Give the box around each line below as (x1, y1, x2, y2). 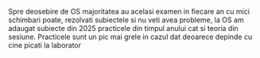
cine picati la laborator (8, 41, 82, 50)
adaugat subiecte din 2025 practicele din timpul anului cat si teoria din (8, 24, 239, 33)
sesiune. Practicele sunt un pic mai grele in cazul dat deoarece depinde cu (8, 32, 253, 41)
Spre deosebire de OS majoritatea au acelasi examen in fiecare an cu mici (8, 7, 250, 16)
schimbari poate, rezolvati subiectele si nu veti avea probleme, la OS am (8, 15, 244, 25)
